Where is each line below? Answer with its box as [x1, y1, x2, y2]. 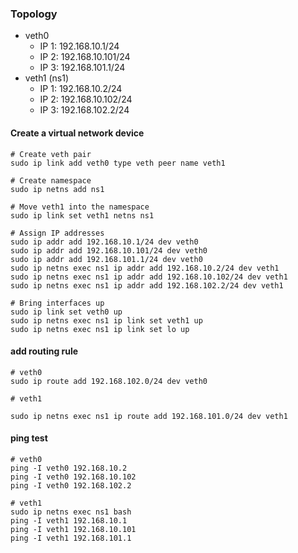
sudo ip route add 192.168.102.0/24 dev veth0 [10, 376, 208, 386]
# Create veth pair [10, 149, 92, 159]
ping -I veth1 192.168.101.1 [10, 533, 132, 543]
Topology [10, 7, 58, 21]
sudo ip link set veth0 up [10, 307, 123, 317]
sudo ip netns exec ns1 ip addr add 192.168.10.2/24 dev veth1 [10, 263, 280, 273]
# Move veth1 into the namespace [10, 202, 150, 212]
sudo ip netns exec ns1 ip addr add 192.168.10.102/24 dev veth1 [10, 272, 288, 282]
